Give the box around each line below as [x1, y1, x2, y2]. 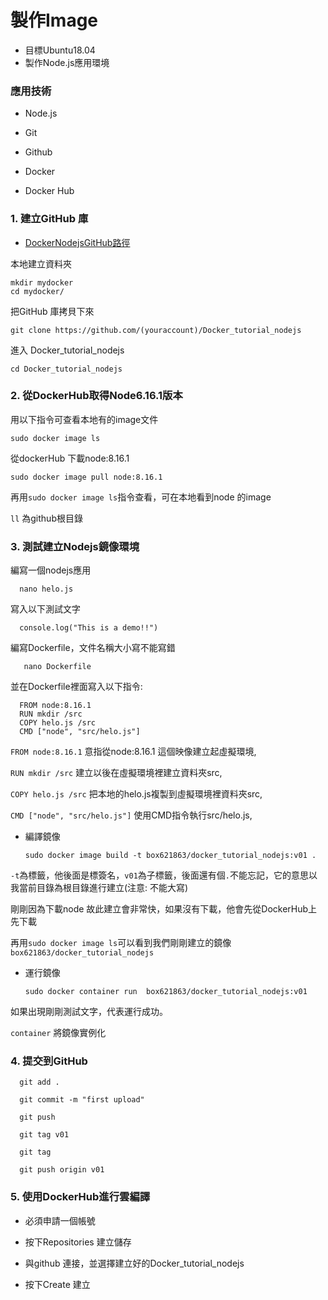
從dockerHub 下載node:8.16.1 [10, 452, 130, 464]
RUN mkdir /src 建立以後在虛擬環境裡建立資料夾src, [10, 767, 223, 779]
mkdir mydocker [10, 277, 74, 288]
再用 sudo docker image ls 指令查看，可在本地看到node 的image [10, 491, 272, 503]
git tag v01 [19, 1130, 70, 1140]
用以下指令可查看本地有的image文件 [10, 413, 159, 425]
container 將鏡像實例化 [10, 1027, 107, 1039]
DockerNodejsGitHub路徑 [24, 236, 131, 248]
